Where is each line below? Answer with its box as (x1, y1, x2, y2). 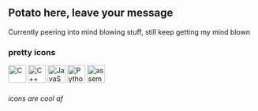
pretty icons (8, 46, 56, 57)
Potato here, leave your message (8, 6, 174, 20)
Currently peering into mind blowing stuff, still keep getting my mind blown (8, 27, 251, 36)
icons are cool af (8, 94, 63, 103)
